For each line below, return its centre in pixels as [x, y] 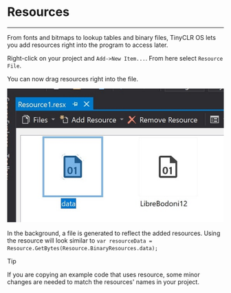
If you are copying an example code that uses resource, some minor [104, 274]
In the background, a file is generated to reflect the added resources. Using [114, 233]
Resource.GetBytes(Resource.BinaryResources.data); [82, 248]
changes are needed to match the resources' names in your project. [103, 282]
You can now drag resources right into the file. [73, 79]
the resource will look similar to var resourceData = [80, 240]
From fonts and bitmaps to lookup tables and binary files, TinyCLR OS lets [112, 37]
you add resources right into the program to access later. [88, 45]
